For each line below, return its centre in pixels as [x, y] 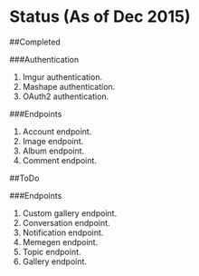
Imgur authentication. [62, 77]
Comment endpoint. [60, 160]
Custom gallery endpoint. [70, 213]
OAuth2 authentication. [66, 96]
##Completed [35, 42]
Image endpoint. [53, 141]
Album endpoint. [53, 151]
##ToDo [24, 178]
